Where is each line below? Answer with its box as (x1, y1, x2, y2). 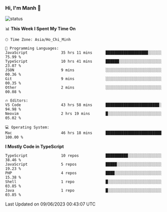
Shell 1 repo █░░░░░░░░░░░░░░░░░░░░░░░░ (5, 179, 162, 185)
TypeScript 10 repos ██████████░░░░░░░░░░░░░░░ (5, 153, 162, 158)
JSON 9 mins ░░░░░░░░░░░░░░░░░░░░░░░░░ (5, 68, 162, 73)
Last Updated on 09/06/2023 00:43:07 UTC (5, 201, 96, 207)
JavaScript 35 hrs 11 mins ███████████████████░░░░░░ (5, 50, 162, 55)
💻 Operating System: (5, 125, 50, 130)
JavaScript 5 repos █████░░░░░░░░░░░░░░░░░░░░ (5, 162, 162, 167)
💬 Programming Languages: (5, 46, 59, 51)
